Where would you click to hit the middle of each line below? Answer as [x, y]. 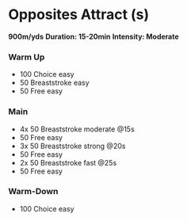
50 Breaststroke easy [54, 83]
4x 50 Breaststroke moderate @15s [77, 129]
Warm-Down [33, 192]
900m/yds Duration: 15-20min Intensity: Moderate [94, 36]
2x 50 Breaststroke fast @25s [68, 162]
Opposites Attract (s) [79, 15]
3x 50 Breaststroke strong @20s [73, 146]
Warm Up [27, 57]
